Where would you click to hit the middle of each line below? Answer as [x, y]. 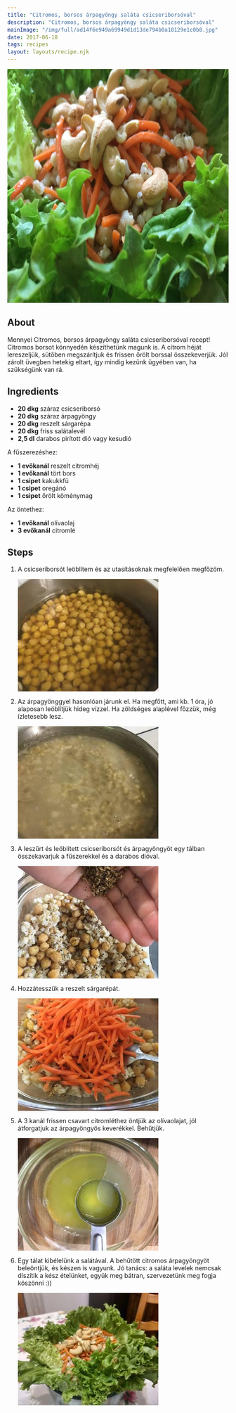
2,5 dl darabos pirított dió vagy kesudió [74, 438]
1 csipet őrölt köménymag [55, 495]
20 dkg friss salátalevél [51, 431]
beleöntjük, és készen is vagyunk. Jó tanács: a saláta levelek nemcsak [119, 1268]
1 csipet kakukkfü [43, 480]
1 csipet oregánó [42, 488]
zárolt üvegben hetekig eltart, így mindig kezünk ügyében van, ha [102, 362]
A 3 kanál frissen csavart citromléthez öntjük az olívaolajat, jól [107, 1121]
